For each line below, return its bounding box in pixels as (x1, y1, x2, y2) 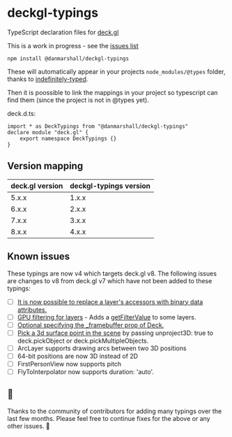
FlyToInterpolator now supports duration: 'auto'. (17, 368, 155, 375)
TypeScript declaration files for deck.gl (7, 28, 119, 36)
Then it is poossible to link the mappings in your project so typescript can (7, 88, 218, 96)
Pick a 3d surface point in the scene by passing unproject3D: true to (17, 329, 214, 337)
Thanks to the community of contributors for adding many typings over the (7, 407, 222, 415)
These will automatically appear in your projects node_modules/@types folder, (7, 67, 226, 76)
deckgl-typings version (69, 180, 151, 190)
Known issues (7, 250, 70, 263)
